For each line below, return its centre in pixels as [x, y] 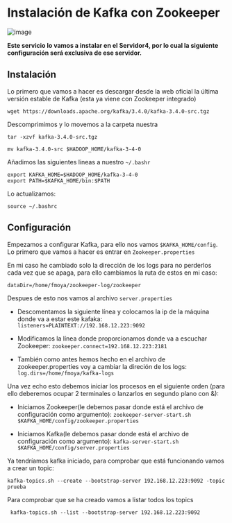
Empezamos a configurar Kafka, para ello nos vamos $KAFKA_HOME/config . [113, 244]
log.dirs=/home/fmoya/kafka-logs [66, 373]
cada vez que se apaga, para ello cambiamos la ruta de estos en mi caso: [112, 273]
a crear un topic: [31, 468]
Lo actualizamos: [32, 194]
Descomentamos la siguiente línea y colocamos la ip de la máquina [113, 311]
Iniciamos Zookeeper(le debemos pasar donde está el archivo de [110, 406]
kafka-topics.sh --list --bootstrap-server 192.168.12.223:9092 [105, 512]
